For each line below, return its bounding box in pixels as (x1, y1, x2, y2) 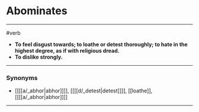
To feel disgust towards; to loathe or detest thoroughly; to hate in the (14, 40, 188, 48)
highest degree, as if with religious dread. (14, 47, 120, 54)
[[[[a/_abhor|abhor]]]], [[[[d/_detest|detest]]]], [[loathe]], (14, 87, 153, 94)
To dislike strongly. (14, 53, 63, 60)
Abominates (6, 4, 68, 18)
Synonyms (6, 73, 38, 82)
